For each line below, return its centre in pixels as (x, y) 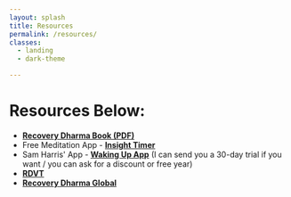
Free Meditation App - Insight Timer (89, 144)
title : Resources (41, 26)
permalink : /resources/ (53, 34)
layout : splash (37, 17)
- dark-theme (41, 59)
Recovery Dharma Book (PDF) (78, 135)
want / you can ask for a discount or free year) (107, 164)
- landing (35, 51)
